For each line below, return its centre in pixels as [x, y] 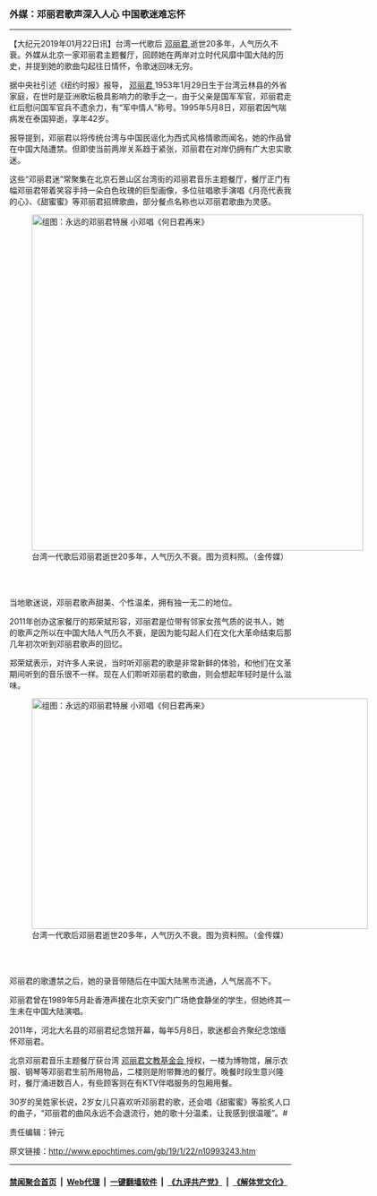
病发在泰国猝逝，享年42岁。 [61, 119]
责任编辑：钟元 [37, 1132]
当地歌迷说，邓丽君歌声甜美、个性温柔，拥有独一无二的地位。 [123, 603]
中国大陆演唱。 [60, 1011]
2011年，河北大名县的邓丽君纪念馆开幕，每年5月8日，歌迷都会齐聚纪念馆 [144, 1030]
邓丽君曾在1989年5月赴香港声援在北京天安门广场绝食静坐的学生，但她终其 [146, 1000]
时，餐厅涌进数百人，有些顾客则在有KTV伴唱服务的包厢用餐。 [123, 1083]
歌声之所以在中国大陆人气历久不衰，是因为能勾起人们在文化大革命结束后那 [154, 632]
